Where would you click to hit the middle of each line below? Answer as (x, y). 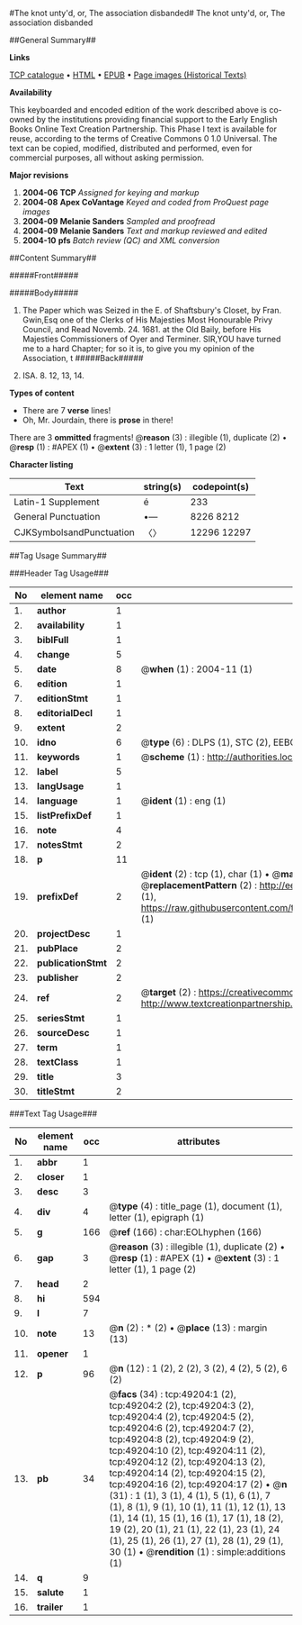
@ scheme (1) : (173, 757)
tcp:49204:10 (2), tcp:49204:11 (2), (187, 1451)
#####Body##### (44, 293)
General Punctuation (57, 517)
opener (53, 1353)
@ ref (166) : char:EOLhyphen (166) (186, 1232)
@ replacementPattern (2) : (199, 885)
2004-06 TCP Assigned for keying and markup (111, 192)
